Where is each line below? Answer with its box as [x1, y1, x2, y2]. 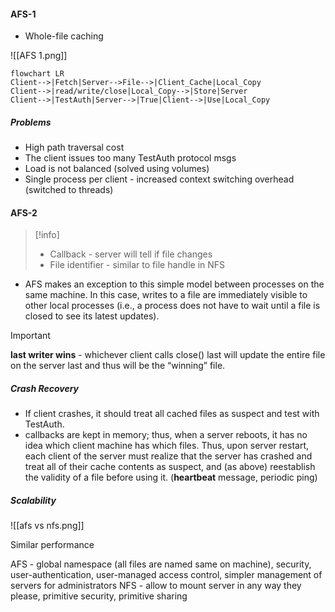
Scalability [10, 494, 57, 506]
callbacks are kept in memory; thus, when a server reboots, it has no [24, 429, 308, 441]
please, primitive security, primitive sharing [10, 590, 188, 602]
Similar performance [10, 539, 95, 551]
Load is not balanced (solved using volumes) [24, 163, 210, 175]
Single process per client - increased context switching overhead [24, 173, 295, 185]
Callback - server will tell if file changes [49, 248, 213, 260]
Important [10, 330, 51, 342]
